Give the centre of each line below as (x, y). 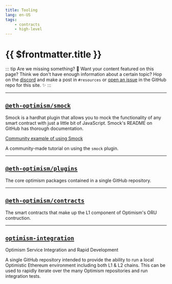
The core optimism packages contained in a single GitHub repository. (78, 180)
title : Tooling (21, 10)
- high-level (28, 29)
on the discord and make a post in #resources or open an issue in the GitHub (86, 80)
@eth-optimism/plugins (41, 169)
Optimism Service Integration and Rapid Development (62, 250)
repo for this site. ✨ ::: (28, 85)
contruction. (18, 218)
